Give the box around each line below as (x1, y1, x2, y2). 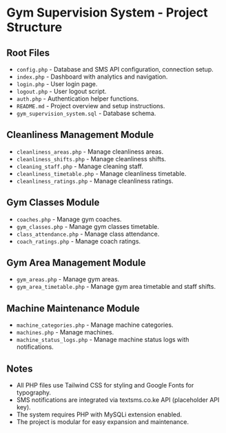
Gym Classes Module (6, 197, 100, 208)
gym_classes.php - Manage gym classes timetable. (16, 222, 160, 230)
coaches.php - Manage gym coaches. (16, 215, 122, 223)
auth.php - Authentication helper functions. (16, 94, 139, 103)
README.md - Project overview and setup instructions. (16, 102, 165, 110)
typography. (16, 388, 52, 397)
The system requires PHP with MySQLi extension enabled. (16, 410, 183, 419)
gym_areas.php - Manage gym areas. (16, 275, 120, 283)
